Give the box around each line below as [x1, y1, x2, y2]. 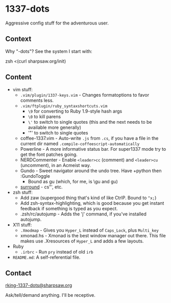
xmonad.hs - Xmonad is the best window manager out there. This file [20, 232, 166, 238]
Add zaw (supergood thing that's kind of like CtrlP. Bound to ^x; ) [20, 195, 157, 201]
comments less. [20, 97, 54, 103]
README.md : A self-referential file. [12, 254, 81, 260]
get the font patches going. [20, 151, 78, 157]
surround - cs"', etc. [20, 184, 63, 190]
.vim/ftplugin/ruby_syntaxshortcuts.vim [20, 103, 108, 108]
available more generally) [28, 124, 82, 130]
